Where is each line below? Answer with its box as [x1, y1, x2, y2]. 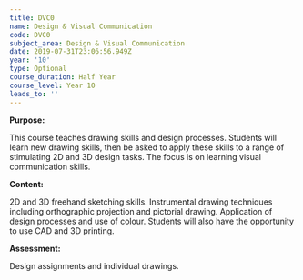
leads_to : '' [9, 89, 59, 98]
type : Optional [9, 65, 67, 74]
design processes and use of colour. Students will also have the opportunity [9, 215, 294, 226]
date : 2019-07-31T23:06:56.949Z [9, 47, 132, 56]
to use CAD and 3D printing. [9, 225, 116, 236]
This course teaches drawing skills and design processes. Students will [9, 132, 278, 143]
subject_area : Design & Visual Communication [9, 38, 185, 48]
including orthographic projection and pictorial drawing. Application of [9, 205, 273, 216]
